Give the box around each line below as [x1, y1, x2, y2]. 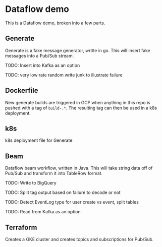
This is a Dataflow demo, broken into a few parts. [5, 20, 106, 26]
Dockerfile [5, 86, 39, 95]
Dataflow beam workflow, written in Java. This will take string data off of [5, 165, 153, 171]
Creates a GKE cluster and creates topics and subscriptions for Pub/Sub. [5, 237, 154, 242]
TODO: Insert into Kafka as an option [5, 62, 80, 68]
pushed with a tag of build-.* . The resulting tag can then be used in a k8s [5, 105, 157, 111]
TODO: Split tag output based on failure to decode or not [5, 189, 121, 195]
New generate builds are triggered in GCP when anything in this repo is [5, 99, 151, 105]
